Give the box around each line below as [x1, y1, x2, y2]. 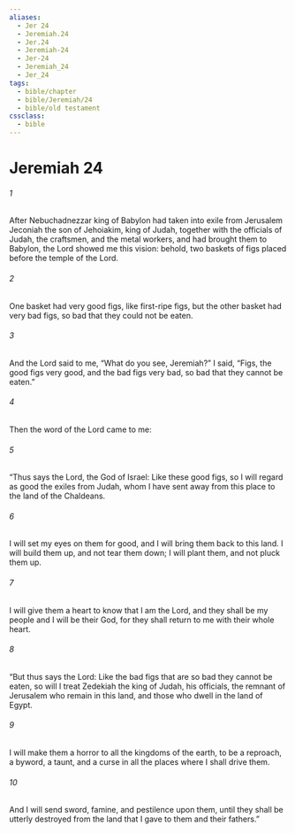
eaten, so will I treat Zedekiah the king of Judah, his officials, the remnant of [9, 681, 285, 691]
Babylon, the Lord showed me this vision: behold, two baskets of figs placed [9, 243, 287, 254]
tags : [9, 79, 29, 88]
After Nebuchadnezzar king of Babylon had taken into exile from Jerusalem [9, 215, 284, 226]
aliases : [9, 12, 42, 22]
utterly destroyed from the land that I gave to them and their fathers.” [9, 814, 261, 824]
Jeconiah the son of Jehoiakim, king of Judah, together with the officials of [9, 225, 283, 235]
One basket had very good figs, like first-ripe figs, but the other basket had [9, 300, 283, 311]
